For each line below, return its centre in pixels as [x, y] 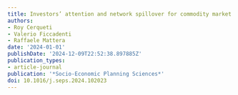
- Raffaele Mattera [36, 41]
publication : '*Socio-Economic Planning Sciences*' [86, 74]
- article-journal [35, 67]
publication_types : [36, 61]
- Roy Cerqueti [30, 27]
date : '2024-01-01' [36, 47]
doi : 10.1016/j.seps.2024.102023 [57, 80]
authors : [20, 21]
